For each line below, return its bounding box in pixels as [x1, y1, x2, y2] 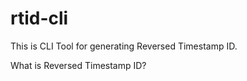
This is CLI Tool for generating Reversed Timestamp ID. [10, 40, 238, 52]
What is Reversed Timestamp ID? [10, 59, 147, 71]
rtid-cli [10, 7, 69, 30]
